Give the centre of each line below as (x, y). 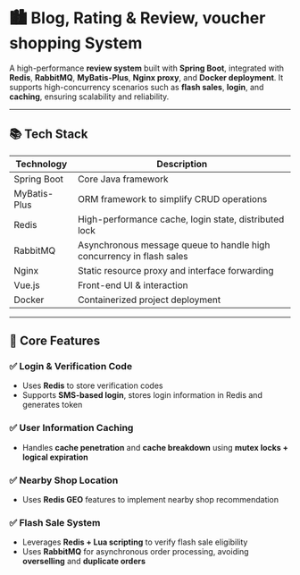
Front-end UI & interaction (133, 285)
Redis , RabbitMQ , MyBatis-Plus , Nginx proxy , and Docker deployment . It (146, 77)
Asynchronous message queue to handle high (174, 245)
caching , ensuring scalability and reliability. (89, 97)
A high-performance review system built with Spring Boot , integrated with (146, 68)
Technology (42, 164)
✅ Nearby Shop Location (64, 480)
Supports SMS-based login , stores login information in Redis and (142, 395)
